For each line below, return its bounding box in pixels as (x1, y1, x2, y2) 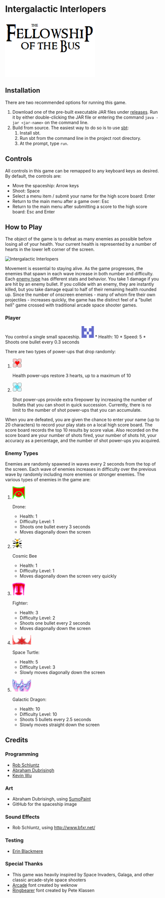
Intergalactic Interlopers (5, 3, 106, 15)
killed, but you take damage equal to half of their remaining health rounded (5, 287, 157, 293)
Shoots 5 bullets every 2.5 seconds (19, 716, 91, 722)
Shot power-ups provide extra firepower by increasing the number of (12, 397, 153, 402)
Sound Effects (5, 813, 40, 820)
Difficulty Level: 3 (19, 664, 56, 670)
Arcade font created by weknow (12, 882, 78, 888)
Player (5, 314, 21, 321)
